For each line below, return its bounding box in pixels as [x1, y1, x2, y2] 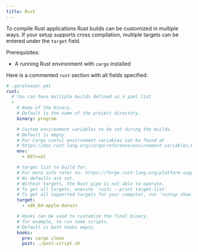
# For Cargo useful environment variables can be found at [16, 137, 165, 143]
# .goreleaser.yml [6, 83, 51, 89]
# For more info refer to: [16, 170, 83, 175]
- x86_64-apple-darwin [21, 203, 78, 209]
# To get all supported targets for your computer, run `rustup [16, 192, 178, 198]
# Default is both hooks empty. [16, 224, 96, 230]
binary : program [16, 115, 57, 121]
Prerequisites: [6, 48, 40, 56]
